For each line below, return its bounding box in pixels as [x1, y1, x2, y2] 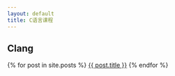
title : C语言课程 [7, 17, 54, 24]
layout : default [7, 10, 54, 17]
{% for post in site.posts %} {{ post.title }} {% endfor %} [7, 61, 169, 70]
